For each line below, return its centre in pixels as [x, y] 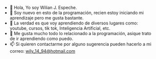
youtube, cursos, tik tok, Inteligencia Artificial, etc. [60, 28]
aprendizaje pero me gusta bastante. [47, 18]
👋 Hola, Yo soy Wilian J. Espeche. [43, 8]
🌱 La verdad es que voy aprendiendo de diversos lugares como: [74, 23]
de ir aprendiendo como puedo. [41, 39]
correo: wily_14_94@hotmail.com [42, 51]
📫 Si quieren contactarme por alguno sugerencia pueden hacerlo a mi [80, 44]
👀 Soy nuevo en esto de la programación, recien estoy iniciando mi [77, 13]
